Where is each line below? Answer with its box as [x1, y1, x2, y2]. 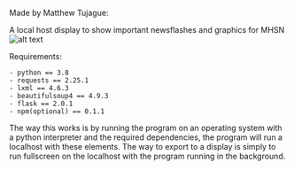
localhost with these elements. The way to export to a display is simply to [9, 142, 276, 151]
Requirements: [9, 51, 62, 61]
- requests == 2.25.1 [9, 76, 89, 85]
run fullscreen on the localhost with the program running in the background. [9, 151, 286, 161]
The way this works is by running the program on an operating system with [9, 123, 282, 133]
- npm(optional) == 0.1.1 [9, 107, 104, 116]
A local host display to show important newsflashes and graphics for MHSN [9, 25, 285, 35]
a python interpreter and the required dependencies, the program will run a [9, 132, 283, 143]
